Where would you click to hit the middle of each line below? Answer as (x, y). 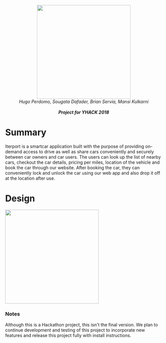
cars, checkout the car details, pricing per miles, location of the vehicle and (83, 162)
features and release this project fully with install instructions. (68, 335)
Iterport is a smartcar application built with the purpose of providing (75, 146)
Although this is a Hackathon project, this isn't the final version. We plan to (82, 325)
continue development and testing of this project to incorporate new (75, 330)
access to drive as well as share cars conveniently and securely (89, 151)
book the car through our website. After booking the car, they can (73, 167)
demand (14, 151)
